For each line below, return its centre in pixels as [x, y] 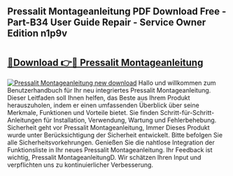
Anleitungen [25, 120]
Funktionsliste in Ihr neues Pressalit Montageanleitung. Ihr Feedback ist [110, 150]
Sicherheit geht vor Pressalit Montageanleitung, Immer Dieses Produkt [108, 128]
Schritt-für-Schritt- [187, 113]
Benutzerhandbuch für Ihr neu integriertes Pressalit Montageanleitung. [109, 90]
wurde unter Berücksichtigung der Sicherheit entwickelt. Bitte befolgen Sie [115, 135]
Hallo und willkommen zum [177, 83]
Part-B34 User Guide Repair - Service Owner [107, 23]
